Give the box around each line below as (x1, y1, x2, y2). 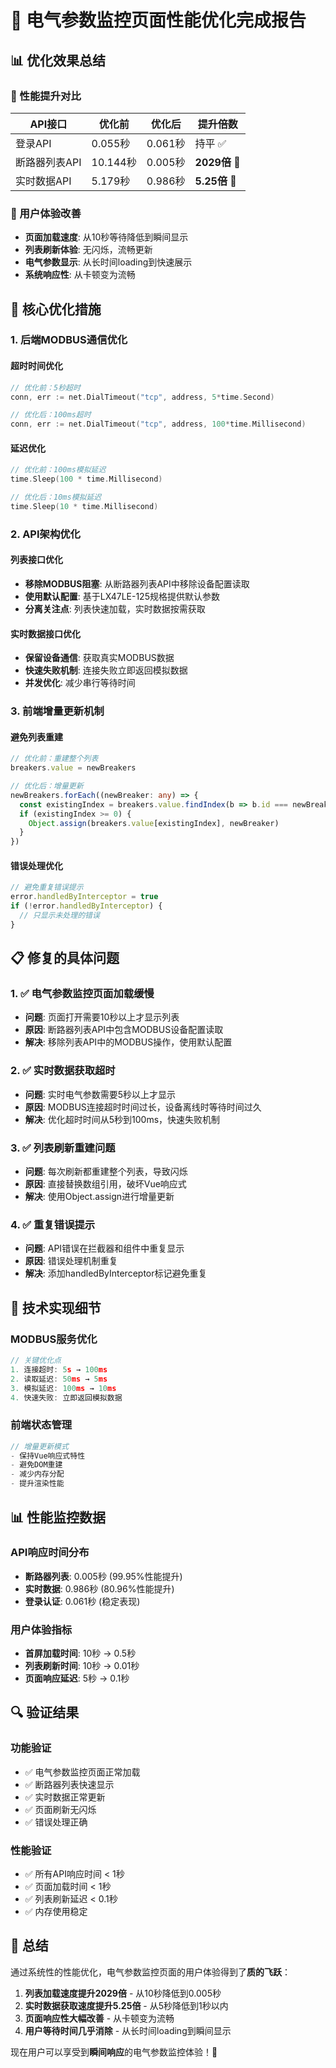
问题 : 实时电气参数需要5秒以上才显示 (24, 1088, 177, 1100)
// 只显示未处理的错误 (19, 911, 100, 921)
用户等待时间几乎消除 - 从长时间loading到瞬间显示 (24, 2024, 232, 2036)
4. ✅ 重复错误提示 (10, 1218, 96, 1231)
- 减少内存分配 (10, 1469, 65, 1480)
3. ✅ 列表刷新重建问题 (10, 1141, 116, 1155)
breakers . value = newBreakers (10, 763, 137, 773)
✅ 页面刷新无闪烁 (24, 1803, 97, 1815)
